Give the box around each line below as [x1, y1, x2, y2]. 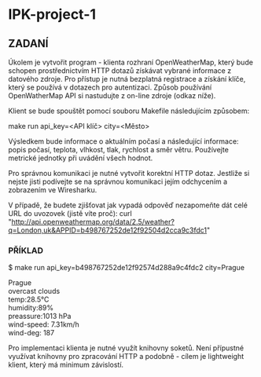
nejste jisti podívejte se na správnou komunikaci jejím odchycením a [8, 177, 228, 186]
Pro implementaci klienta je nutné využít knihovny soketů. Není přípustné [8, 343, 244, 353]
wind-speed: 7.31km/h [8, 320, 80, 329]
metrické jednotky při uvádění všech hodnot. [8, 153, 153, 163]
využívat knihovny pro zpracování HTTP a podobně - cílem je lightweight [8, 352, 244, 361]
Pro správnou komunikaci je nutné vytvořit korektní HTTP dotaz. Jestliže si [8, 169, 250, 178]
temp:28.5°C [8, 295, 50, 304]
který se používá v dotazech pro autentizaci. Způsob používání [8, 82, 212, 92]
